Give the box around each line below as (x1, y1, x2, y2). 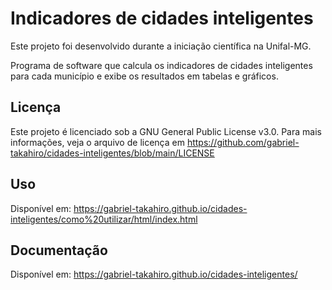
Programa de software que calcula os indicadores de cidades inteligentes (10, 59, 313, 71)
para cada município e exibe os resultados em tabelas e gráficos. (10, 70, 279, 82)
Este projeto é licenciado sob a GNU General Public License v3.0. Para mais (10, 125, 322, 137)
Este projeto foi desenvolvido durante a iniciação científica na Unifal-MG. (10, 40, 312, 52)
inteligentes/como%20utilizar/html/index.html (10, 213, 198, 225)
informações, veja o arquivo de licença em (10, 136, 185, 148)
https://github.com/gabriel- (186, 136, 300, 148)
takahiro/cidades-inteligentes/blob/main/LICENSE (10, 147, 215, 159)
